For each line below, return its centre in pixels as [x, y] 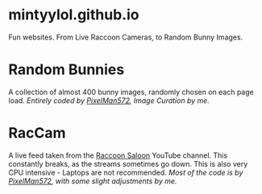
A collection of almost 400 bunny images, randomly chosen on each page [131, 92]
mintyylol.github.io [74, 15]
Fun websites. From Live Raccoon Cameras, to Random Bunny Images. [126, 37]
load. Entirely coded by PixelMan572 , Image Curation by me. [109, 100]
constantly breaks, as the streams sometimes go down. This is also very [128, 163]
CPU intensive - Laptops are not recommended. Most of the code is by [126, 172]
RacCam [37, 133]
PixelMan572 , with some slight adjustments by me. [93, 181]
